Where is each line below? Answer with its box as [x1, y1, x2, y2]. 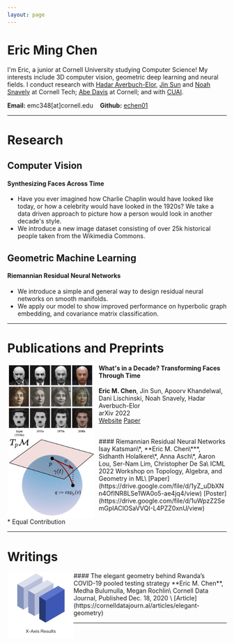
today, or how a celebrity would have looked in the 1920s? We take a [17, 202, 214, 211]
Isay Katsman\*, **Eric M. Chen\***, [98, 445, 201, 453]
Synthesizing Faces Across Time [7, 179, 104, 188]
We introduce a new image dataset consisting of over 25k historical [17, 224, 211, 233]
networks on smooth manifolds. [17, 294, 109, 303]
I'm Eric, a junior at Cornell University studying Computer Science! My [7, 65, 208, 73]
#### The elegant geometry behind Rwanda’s [73, 572, 205, 580]
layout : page [7, 11, 45, 18]
